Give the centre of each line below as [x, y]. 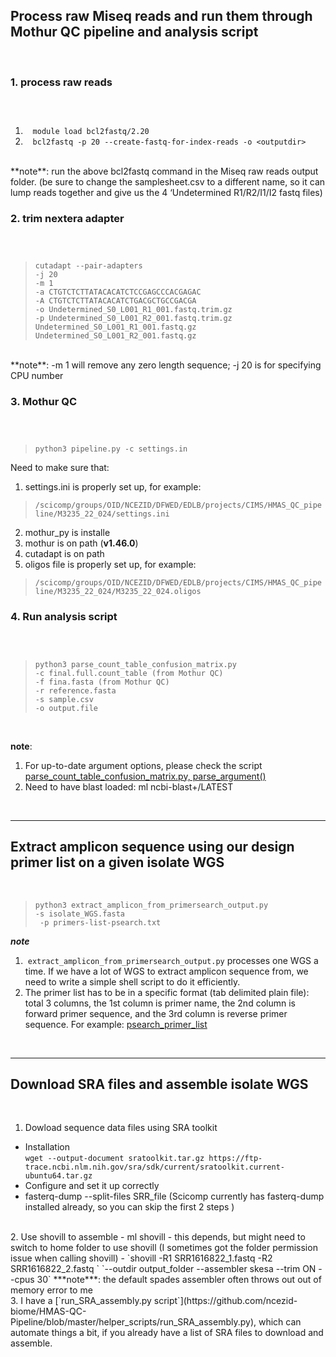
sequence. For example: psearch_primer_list [116, 1024]
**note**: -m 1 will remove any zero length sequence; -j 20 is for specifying [166, 365]
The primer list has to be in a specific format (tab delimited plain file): [167, 992]
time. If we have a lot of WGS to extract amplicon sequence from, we [166, 971]
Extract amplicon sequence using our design [152, 847]
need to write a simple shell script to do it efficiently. [132, 981]
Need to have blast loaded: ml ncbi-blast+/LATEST [129, 786]
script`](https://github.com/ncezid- [225, 1301]
